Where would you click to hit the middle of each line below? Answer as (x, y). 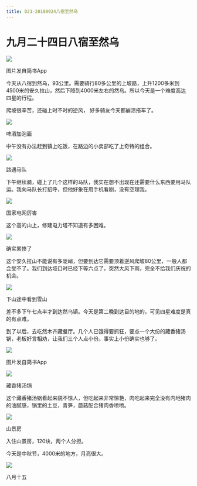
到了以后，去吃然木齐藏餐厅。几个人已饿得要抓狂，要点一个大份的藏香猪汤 (96, 331)
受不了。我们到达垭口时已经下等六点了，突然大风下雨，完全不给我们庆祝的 (101, 268)
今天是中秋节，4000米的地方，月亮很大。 (56, 453)
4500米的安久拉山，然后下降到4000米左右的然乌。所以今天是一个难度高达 (96, 90)
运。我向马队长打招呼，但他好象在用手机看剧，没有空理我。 (78, 189)
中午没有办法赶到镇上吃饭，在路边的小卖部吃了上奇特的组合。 (81, 146)
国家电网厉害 (21, 213)
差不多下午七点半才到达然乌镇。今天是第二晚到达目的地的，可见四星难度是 (96, 312)
